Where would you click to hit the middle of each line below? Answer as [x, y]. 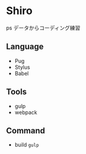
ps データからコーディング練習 [43, 28]
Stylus [22, 67]
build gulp [27, 145]
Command [26, 130]
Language [25, 47]
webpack [26, 112]
